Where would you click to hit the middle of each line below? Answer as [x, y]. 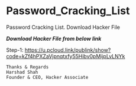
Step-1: [15, 50]
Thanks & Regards [27, 67]
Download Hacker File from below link [54, 38]
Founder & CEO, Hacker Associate [47, 77]
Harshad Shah [22, 72]
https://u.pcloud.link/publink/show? [68, 50]
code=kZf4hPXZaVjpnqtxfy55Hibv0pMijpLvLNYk [66, 56]
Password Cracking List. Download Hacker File [63, 27]
